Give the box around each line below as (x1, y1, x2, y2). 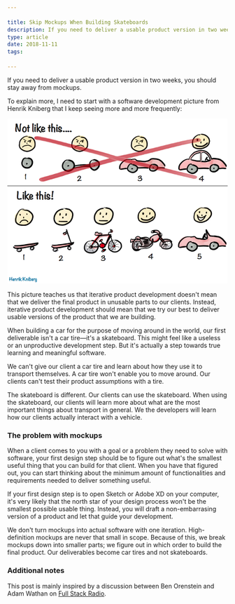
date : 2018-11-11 (7, 41, 58, 48)
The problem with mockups (7, 430, 103, 440)
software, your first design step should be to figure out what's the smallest (7, 454, 222, 462)
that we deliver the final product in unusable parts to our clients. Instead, (7, 298, 217, 307)
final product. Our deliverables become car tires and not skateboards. (7, 548, 208, 557)
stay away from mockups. (7, 83, 82, 91)
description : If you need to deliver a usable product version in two (7, 26, 218, 33)
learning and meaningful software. (7, 349, 106, 357)
